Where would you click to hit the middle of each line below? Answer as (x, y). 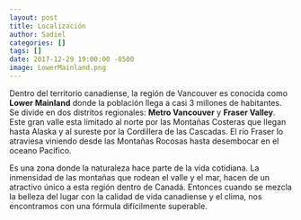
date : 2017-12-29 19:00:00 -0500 (72, 59)
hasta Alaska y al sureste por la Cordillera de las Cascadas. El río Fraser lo (146, 131)
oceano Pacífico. (40, 150)
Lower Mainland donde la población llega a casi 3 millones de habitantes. (146, 102)
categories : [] (38, 43)
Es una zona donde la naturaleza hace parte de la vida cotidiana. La (134, 168)
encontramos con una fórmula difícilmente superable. (109, 206)
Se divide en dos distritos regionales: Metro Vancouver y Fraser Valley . (142, 112)
